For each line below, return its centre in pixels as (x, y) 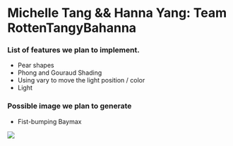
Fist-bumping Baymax (49, 121)
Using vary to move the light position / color (81, 80)
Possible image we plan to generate (70, 106)
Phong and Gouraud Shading (60, 73)
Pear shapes (36, 66)
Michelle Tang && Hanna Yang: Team (117, 13)
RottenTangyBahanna (72, 28)
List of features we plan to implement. (73, 50)
